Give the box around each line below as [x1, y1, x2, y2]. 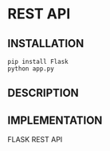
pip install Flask [7, 58, 69, 66]
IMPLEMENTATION [7, 113, 103, 127]
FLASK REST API [7, 135, 63, 145]
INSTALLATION [7, 37, 84, 50]
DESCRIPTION [7, 86, 79, 100]
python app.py [7, 65, 55, 73]
